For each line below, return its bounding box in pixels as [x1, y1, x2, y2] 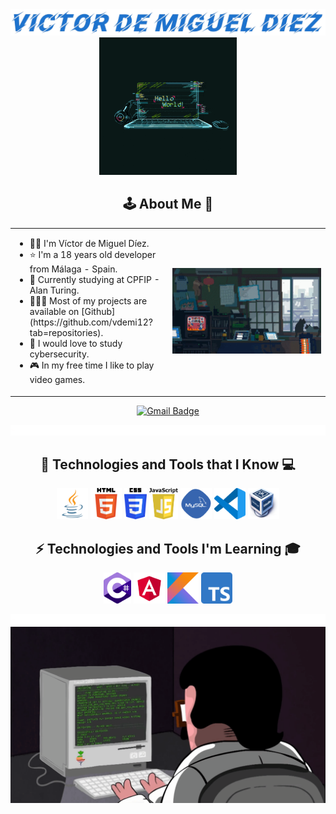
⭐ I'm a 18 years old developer [29, 249, 157, 261]
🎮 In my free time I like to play [29, 359, 155, 372]
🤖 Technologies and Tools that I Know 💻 [40, 456, 296, 473]
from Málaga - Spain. [29, 263, 118, 275]
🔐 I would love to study [29, 338, 123, 350]
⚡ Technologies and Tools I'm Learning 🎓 [35, 540, 301, 557]
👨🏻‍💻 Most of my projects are [29, 295, 148, 307]
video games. [29, 374, 85, 386]
